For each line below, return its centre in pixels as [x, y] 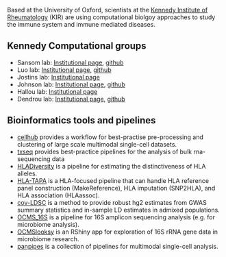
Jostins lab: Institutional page [59, 77]
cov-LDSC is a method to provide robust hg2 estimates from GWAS [112, 202]
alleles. [27, 173]
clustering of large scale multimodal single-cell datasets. [97, 144]
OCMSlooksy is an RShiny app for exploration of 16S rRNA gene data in [117, 232]
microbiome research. [48, 238]
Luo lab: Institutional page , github [64, 70]
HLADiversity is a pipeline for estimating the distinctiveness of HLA [111, 166]
